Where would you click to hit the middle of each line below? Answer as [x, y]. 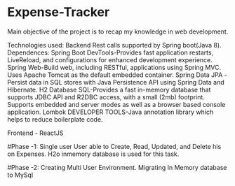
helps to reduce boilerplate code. [55, 119]
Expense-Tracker [59, 12]
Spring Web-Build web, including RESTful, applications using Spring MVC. [114, 67]
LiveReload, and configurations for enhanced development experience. [110, 59]
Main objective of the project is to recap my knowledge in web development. [118, 31]
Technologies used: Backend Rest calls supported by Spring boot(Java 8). [115, 45]
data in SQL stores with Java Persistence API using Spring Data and [126, 82]
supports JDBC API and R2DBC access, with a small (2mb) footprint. [106, 97]
